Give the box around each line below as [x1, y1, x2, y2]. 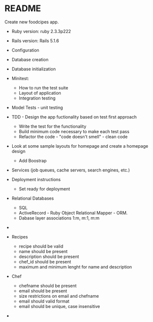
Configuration [11, 47, 39, 53]
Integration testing [18, 95, 56, 101]
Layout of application [18, 90, 61, 96]
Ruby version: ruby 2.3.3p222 [11, 28, 71, 34]
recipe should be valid [18, 243, 64, 249]
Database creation [11, 56, 49, 62]
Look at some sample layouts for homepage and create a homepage [11, 143, 149, 149]
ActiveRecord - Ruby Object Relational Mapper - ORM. [18, 210, 128, 216]
